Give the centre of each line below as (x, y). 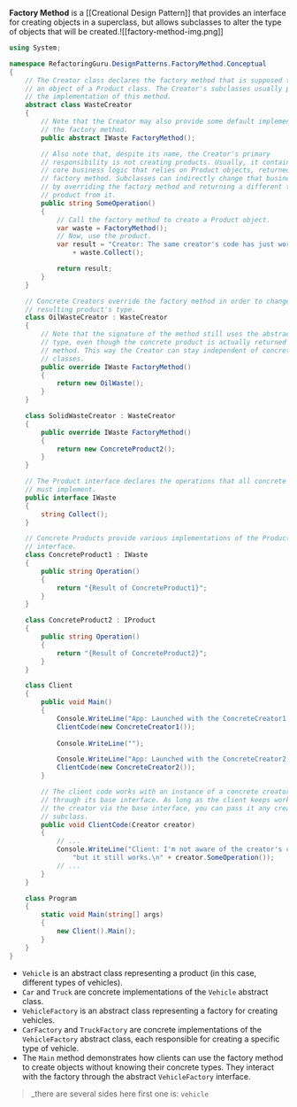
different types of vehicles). (72, 982)
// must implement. (61, 490)
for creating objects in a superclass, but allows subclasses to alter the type (145, 22)
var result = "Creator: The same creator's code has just (165, 244)
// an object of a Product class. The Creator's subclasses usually (154, 89)
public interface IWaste (71, 498)
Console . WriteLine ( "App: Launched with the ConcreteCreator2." (175, 759)
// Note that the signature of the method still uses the (150, 334)
